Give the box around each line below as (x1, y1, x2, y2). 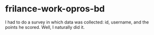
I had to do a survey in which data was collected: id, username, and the (5, 19, 149, 25)
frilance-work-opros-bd (5, 3, 105, 14)
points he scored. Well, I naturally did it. (5, 24, 85, 30)
